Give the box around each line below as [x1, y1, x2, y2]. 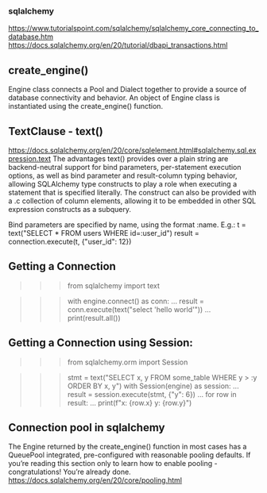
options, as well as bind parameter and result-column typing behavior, [8, 171, 238, 180]
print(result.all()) [67, 313, 121, 322]
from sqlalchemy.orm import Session [67, 357, 188, 367]
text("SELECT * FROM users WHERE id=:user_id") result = [8, 228, 200, 237]
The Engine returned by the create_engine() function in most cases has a [8, 442, 247, 452]
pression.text [8, 153, 52, 164]
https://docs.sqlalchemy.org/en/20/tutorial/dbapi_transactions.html [8, 40, 228, 50]
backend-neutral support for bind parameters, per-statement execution [8, 162, 242, 171]
